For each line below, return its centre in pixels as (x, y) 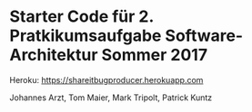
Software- (204, 36)
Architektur (54, 55)
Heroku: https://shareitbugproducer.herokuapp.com (106, 79)
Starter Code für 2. (82, 17)
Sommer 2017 (154, 55)
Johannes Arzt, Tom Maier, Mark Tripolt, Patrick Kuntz (111, 98)
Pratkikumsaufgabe (86, 36)
